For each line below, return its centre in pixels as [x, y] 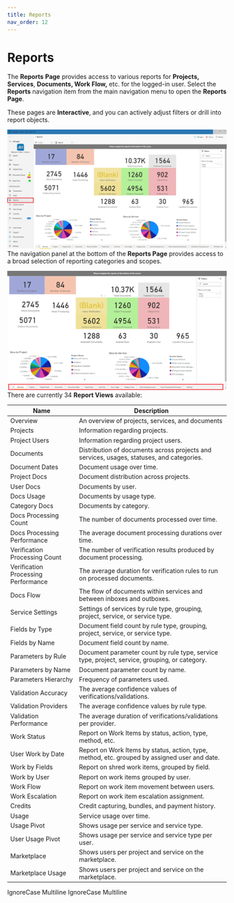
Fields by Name [32, 643]
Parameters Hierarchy [41, 679]
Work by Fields [32, 767]
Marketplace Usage [38, 873]
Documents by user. [108, 486]
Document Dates [34, 467]
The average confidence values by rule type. [143, 706]
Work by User [30, 777]
